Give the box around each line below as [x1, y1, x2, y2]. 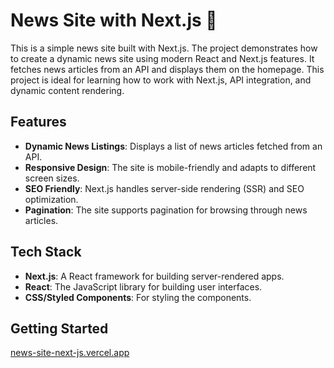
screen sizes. [24, 172, 80, 184]
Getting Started [10, 320, 109, 337]
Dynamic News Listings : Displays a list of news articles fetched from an [24, 140, 323, 152]
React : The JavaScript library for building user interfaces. [24, 280, 263, 293]
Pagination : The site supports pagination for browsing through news [24, 204, 308, 216]
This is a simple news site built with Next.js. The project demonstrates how [10, 42, 318, 54]
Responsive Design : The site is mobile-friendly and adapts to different [24, 161, 317, 173]
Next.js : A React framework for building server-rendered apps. [24, 270, 285, 282]
